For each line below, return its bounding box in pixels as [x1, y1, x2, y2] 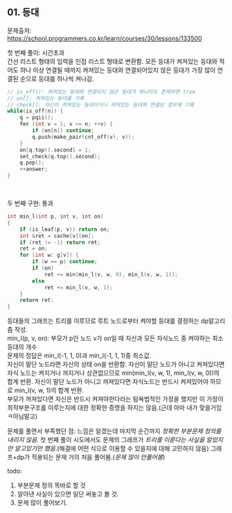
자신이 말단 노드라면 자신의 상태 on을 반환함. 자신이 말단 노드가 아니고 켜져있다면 [7, 360, 225, 369]
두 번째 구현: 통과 [7, 199, 54, 208]
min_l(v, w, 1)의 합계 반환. [14, 386, 84, 394]
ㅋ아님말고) [7, 412, 38, 421]
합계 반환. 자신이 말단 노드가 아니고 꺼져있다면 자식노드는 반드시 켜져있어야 [7, 378, 209, 386]
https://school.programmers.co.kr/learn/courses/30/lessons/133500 [7, 34, 202, 42]
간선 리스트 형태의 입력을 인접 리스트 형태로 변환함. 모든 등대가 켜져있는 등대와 [7, 57, 218, 65]
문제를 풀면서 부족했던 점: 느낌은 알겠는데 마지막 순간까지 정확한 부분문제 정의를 [7, 427, 222, 435]
